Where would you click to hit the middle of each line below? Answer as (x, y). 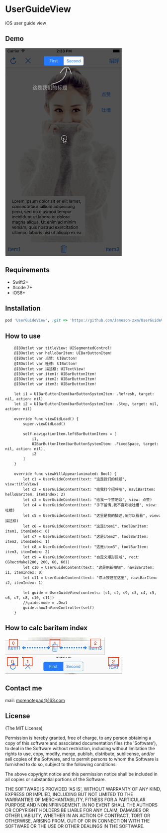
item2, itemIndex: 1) (28, 542)
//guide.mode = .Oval (45, 603)
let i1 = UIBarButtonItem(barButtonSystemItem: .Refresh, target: (84, 394)
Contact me (24, 688)
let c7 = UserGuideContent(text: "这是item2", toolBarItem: (86, 537)
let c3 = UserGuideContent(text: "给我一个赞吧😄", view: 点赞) (88, 500)
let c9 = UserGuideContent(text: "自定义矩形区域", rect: (82, 557)
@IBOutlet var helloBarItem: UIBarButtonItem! (63, 353)
